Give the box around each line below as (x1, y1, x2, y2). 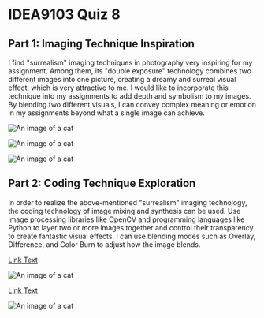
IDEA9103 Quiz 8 (8, 6, 121, 24)
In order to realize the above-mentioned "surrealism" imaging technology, (8, 197, 247, 207)
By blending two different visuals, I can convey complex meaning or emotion (8, 100, 257, 109)
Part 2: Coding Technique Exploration (8, 177, 196, 190)
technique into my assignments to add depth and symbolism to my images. (8, 92, 251, 100)
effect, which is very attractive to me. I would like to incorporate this (8, 83, 229, 92)
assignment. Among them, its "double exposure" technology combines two (8, 66, 252, 76)
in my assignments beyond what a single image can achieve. (8, 108, 205, 118)
